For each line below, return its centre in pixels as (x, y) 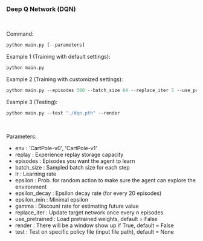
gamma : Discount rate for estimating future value (77, 206)
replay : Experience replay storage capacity (69, 154)
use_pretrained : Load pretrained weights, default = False (86, 219)
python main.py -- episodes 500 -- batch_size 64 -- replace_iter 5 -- (94, 91)
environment (31, 187)
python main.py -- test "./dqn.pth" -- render (63, 113)
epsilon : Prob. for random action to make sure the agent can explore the (105, 180)
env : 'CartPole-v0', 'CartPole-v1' (56, 148)
